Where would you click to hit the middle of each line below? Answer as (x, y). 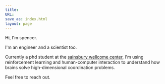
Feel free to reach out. (28, 77)
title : (12, 10)
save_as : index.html (27, 19)
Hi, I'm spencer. (21, 38)
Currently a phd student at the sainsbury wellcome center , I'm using (74, 57)
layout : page (19, 24)
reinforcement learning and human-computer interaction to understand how (82, 62)
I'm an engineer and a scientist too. (41, 47)
